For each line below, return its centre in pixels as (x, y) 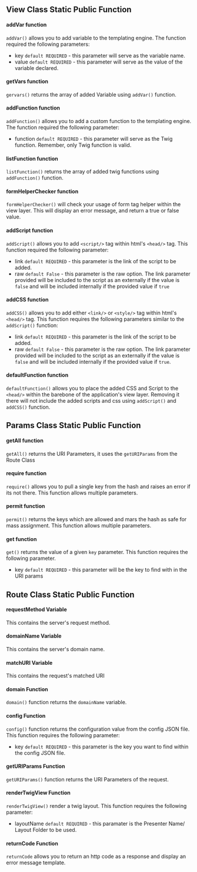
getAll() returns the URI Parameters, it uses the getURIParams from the (92, 453)
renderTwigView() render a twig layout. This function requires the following (96, 806)
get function (21, 539)
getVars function (27, 81)
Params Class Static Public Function (74, 425)
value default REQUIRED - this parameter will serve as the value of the (99, 62)
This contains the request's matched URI (55, 676)
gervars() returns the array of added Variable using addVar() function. (91, 94)
